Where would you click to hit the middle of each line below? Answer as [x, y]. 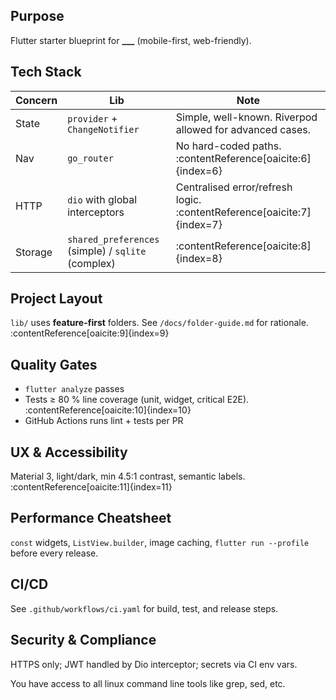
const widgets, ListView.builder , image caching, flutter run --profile [160, 542]
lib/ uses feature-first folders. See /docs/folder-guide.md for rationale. [159, 323]
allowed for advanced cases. [243, 129]
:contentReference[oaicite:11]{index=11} [91, 487]
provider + [92, 118]
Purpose [37, 16]
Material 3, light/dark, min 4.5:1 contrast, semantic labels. [128, 476]
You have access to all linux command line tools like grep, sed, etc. [148, 683]
